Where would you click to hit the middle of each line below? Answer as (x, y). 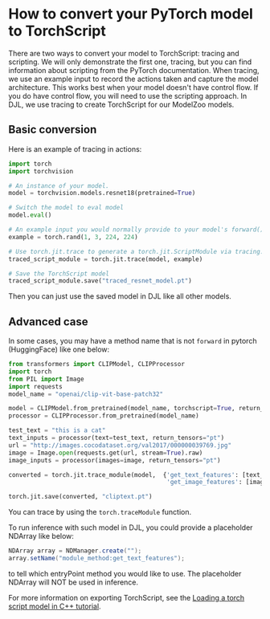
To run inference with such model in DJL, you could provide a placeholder (131, 527)
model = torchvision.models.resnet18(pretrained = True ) (102, 193)
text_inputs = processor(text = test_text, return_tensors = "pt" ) (117, 438)
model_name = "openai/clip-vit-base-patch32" (86, 394)
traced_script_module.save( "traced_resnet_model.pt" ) (100, 281)
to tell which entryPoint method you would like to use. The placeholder (125, 573)
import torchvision (41, 171)
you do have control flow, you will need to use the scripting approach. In (128, 96)
